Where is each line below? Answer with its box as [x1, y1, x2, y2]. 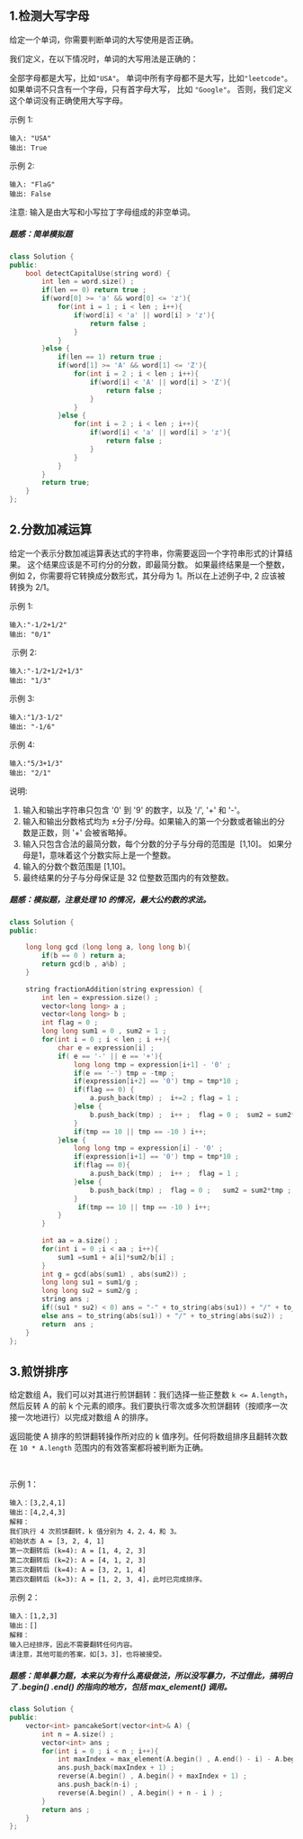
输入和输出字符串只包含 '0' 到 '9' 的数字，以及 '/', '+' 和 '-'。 [22, 805, 245, 815]
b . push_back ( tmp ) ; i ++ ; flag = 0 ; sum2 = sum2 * [89, 1110, 296, 1119]
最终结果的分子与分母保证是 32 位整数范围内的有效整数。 [22, 872, 234, 883]
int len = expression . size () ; [41, 993, 159, 1002]
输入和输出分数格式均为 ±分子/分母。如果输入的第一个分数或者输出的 [22, 815, 278, 826]
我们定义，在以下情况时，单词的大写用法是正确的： [9, 53, 199, 64]
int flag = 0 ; [41, 1018, 99, 1027]
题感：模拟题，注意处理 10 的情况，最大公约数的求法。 [9, 895, 211, 906]
